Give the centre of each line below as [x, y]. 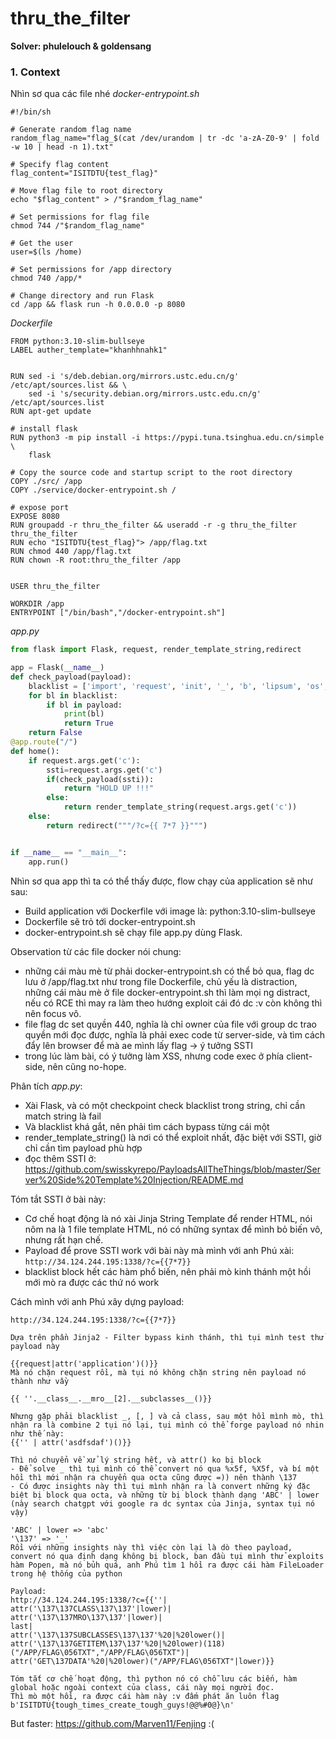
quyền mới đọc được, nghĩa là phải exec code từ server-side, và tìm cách [175, 1034]
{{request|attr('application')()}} [84, 1363]
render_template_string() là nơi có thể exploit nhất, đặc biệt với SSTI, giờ [173, 1137]
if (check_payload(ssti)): [100, 779]
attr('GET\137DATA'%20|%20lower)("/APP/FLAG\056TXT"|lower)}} [142, 1661]
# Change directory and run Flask [82, 296]
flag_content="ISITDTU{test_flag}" [84, 173]
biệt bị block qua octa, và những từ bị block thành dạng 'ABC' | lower [165, 1495]
